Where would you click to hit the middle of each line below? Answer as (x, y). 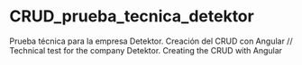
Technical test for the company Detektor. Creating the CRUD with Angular (146, 50)
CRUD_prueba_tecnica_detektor (132, 16)
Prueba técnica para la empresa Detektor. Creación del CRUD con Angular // (151, 41)
